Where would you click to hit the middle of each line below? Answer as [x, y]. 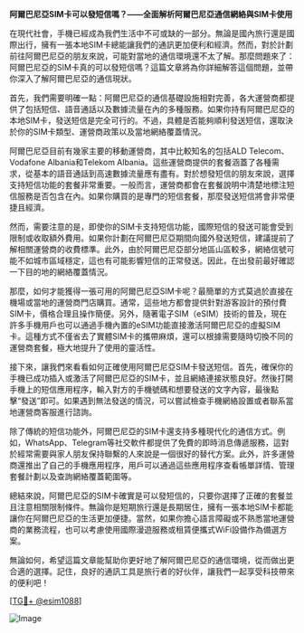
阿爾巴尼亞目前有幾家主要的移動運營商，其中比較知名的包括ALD [128, 151]
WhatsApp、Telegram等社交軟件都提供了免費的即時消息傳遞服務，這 [153, 443]
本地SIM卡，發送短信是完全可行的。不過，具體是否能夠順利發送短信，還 [143, 120]
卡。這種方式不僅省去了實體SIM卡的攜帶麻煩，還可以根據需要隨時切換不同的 [152, 336]
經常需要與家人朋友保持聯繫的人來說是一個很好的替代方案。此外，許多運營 [156, 454]
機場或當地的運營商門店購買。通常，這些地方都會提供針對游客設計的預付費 [148, 302]
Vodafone [28, 162]
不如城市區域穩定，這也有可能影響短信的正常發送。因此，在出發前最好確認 [156, 260]
